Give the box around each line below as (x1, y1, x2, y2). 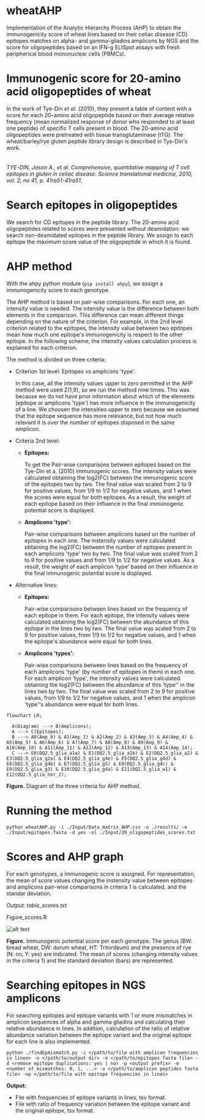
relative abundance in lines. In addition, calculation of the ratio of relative (6, 1024, 190, 1032)
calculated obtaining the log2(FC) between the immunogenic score (24, 474, 193, 481)
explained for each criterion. (6, 344, 78, 351)
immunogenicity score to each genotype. (6, 286, 110, 293)
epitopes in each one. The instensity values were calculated (24, 536, 176, 544)
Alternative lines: (15, 581, 58, 589)
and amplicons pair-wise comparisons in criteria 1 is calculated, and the (6, 883, 187, 890)
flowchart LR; (6, 713, 43, 719)
